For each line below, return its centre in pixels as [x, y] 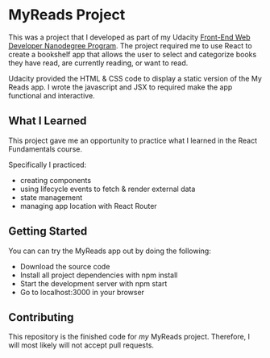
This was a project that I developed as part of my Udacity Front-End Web [130, 37]
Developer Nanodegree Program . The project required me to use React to [130, 45]
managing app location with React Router [88, 206]
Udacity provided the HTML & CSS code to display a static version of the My [135, 78]
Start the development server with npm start [93, 283]
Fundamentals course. [46, 149]
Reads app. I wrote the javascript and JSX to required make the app [120, 87]
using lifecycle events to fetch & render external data [108, 189]
